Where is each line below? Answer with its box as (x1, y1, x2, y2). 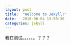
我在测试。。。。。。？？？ (5, 35, 50, 41)
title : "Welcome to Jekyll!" (5, 12, 67, 17)
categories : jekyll (5, 21, 45, 26)
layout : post (5, 7, 32, 12)
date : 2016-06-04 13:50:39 (5, 16, 65, 21)
